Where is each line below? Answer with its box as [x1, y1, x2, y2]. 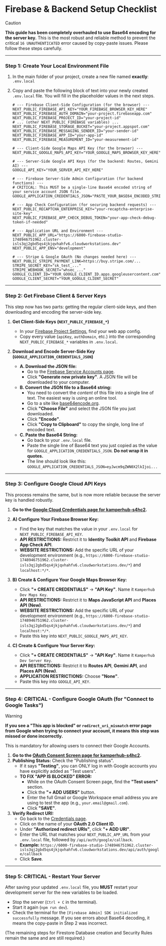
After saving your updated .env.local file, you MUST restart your [5, 884, 138, 890]
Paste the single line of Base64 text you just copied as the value [27, 442, 158, 448]
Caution [5, 20, 21, 26]
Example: [19, 842, 40, 848]
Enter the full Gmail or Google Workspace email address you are [27, 795, 158, 801]
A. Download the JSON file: [19, 363, 77, 369]
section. [27, 784, 43, 790]
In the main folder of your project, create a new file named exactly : [12, 73, 149, 80]
